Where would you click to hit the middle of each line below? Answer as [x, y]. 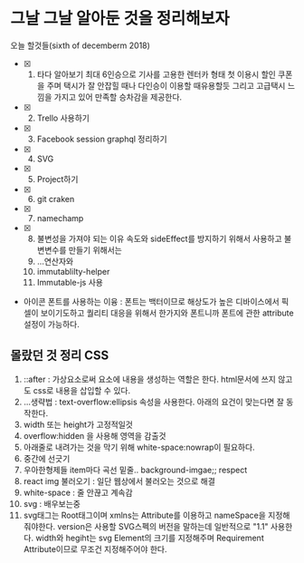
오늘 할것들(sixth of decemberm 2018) [80, 45]
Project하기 [57, 179]
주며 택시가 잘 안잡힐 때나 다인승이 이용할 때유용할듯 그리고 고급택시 [166, 85]
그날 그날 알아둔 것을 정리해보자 [120, 19]
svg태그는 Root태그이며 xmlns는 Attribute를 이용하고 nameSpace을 [144, 515]
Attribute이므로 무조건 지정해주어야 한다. [95, 548]
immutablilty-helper [73, 271]
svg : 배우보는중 [52, 503]
